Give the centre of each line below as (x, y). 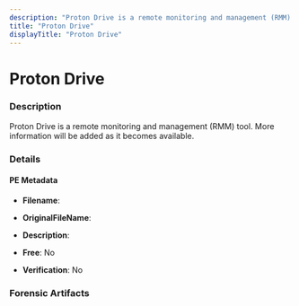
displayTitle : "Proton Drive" (66, 34)
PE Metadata (34, 180)
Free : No (39, 252)
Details (25, 159)
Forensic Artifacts (49, 293)
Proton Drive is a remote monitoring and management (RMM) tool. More (142, 126)
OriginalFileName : (57, 217)
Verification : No (53, 269)
